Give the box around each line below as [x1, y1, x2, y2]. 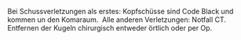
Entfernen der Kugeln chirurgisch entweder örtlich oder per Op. [7, 24, 213, 32]
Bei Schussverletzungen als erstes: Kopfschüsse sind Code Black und [7, 7, 234, 16]
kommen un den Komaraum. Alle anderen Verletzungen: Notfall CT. [7, 15, 227, 24]
